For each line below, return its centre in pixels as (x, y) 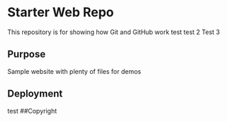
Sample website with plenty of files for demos (74, 71)
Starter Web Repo (61, 12)
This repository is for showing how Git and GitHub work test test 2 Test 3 (113, 32)
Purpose (27, 54)
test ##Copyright (32, 111)
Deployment (35, 94)
